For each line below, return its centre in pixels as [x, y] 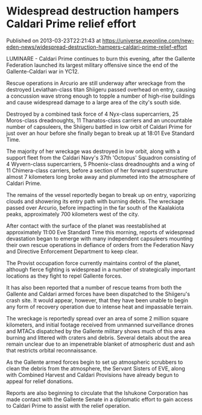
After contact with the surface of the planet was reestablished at [86, 226]
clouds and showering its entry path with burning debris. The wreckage [95, 201]
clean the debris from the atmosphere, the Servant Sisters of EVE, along [96, 368]
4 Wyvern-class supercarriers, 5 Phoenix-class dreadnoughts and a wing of [101, 164]
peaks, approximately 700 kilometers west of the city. [73, 214]
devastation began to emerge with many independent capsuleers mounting [99, 239]
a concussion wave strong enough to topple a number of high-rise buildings [100, 96]
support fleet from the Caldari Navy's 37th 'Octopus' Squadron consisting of [101, 157]
